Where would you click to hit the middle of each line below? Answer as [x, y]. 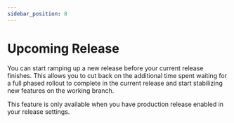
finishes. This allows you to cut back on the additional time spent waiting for [117, 75]
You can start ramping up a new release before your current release [105, 68]
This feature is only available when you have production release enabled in [115, 104]
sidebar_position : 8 [38, 14]
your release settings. [39, 111]
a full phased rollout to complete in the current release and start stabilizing [115, 83]
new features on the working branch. [61, 90]
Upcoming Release [63, 48]
